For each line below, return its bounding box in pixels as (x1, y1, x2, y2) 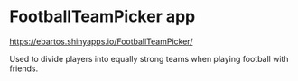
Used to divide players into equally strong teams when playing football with (9, 53, 289, 64)
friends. (9, 63, 39, 74)
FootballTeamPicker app (9, 6, 196, 27)
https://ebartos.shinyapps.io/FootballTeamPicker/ (9, 36, 193, 47)
